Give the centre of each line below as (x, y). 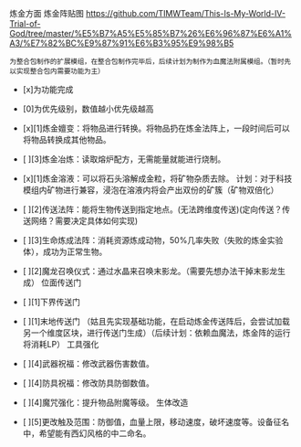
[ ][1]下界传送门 (51, 302)
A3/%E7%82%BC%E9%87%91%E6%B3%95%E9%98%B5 (122, 43)
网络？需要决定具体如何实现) (84, 221)
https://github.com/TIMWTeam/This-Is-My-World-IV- (185, 13)
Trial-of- (25, 24)
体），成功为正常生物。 (65, 251)
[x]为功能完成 (48, 89)
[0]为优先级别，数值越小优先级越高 (88, 109)
